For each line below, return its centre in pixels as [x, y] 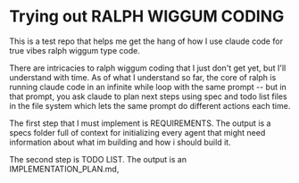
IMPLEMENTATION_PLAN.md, [64, 169]
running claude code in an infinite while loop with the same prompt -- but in [148, 87]
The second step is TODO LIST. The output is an [98, 159]
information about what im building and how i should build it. [120, 142]
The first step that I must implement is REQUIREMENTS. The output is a [140, 123]
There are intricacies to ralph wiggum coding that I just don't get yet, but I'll [148, 68]
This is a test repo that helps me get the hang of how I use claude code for [146, 41]
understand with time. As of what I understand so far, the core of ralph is [143, 77]
